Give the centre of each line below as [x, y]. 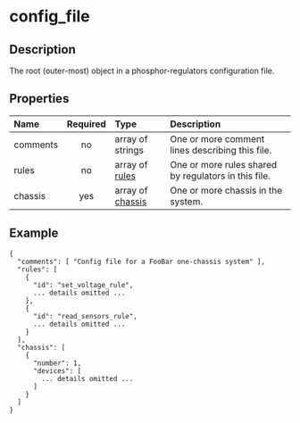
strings [129, 150]
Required [87, 124]
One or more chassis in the [226, 190]
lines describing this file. [221, 150]
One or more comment [217, 138]
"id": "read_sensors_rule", [85, 316]
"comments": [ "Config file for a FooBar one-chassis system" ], [142, 261]
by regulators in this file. [220, 176]
